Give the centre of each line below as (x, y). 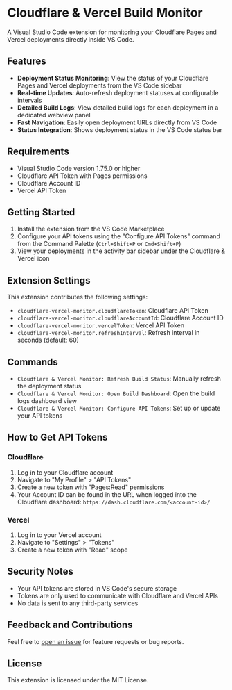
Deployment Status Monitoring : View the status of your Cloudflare (113, 78)
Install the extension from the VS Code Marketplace (91, 229)
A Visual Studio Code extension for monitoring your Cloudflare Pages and (112, 32)
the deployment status (49, 386)
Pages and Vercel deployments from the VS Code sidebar (99, 85)
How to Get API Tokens (57, 437)
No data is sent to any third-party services (78, 603)
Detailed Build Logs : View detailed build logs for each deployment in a (118, 107)
